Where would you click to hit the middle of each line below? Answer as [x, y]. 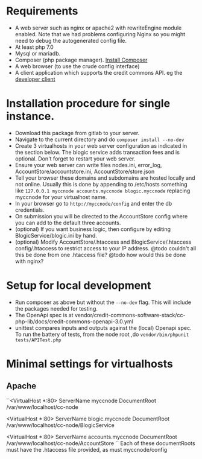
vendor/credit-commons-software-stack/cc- [130, 315]
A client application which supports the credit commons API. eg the [99, 72]
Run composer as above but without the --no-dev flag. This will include [103, 302]
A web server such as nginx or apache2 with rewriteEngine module [98, 28]
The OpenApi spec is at [44, 315]
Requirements [42, 11]
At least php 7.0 [34, 47]
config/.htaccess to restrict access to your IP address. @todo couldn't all [106, 248]
